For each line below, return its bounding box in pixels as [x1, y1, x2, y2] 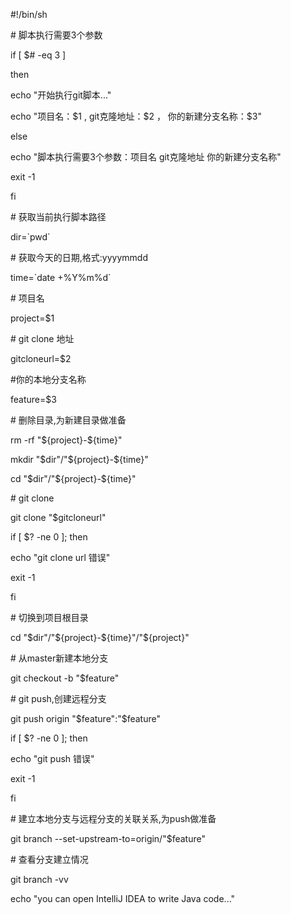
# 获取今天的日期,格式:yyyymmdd [10, 252, 149, 263]
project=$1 [10, 312, 55, 324]
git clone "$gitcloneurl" [10, 512, 107, 523]
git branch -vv [10, 874, 69, 885]
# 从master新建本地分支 [10, 652, 109, 664]
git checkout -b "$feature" [10, 672, 120, 684]
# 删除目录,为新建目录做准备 [10, 414, 127, 426]
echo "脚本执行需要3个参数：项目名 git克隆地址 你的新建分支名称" [10, 151, 282, 163]
